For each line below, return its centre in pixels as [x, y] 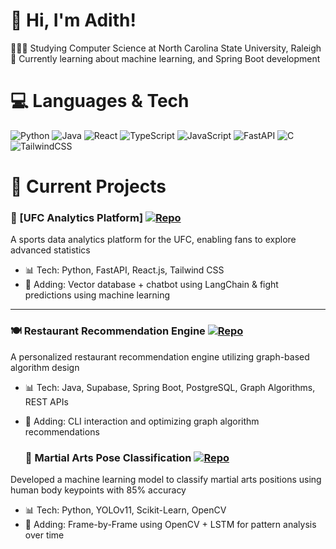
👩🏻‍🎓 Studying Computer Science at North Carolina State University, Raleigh [166, 48]
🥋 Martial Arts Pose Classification [108, 457]
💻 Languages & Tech [100, 101]
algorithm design [45, 367]
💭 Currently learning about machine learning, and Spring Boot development [165, 58]
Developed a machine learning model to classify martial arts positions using [166, 479]
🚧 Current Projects [88, 186]
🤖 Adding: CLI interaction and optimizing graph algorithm [142, 421]
